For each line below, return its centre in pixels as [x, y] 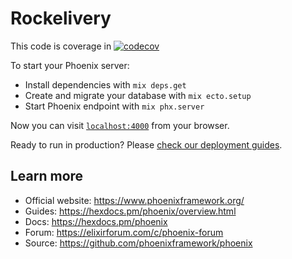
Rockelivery [61, 18]
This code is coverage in [61, 46]
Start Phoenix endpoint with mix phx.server [114, 106]
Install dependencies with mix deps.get [105, 84]
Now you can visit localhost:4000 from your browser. [120, 125]
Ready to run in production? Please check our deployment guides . [146, 144]
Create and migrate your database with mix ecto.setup [138, 95]
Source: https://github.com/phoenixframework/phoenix [138, 243]
